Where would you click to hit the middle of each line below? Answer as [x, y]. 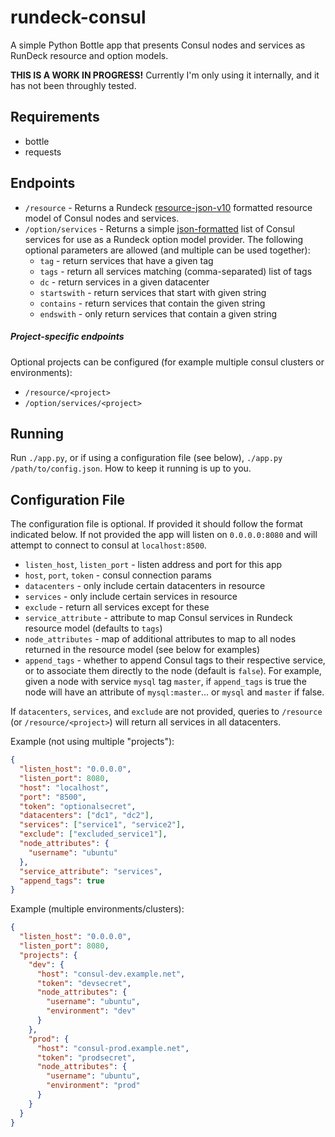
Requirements [55, 117]
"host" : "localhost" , [64, 787]
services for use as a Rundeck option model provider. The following [164, 239]
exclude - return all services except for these [117, 607]
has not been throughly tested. [73, 85]
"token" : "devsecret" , [84, 983]
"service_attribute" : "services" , [91, 871]
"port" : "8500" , [53, 797]
